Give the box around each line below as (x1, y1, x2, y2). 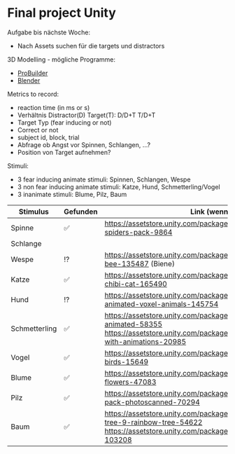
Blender (17, 76, 41, 85)
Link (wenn (190, 207, 229, 216)
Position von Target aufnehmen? (17, 148, 111, 156)
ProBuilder (17, 69, 48, 77)
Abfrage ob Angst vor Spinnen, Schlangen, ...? (17, 140, 151, 149)
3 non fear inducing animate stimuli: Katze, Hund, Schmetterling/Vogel (17, 182, 220, 191)
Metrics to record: (7, 90, 59, 98)
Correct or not (17, 125, 59, 134)
